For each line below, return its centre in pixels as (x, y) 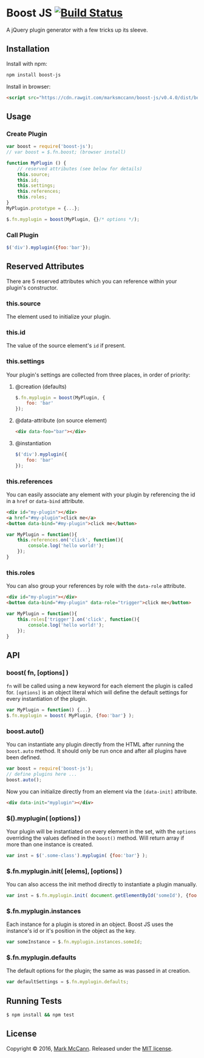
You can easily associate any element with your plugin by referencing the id (101, 494)
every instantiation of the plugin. (47, 699)
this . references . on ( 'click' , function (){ (70, 540)
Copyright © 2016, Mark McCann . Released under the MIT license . (90, 1048)
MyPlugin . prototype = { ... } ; (43, 208)
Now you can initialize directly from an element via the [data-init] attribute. (102, 792)
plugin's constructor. (32, 287)
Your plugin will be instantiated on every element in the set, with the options (101, 831)
